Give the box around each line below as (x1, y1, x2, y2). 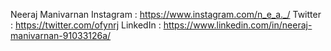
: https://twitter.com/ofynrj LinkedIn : (10, 19, 162, 31)
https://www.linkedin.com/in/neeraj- (163, 19, 313, 31)
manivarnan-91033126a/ (10, 30, 112, 41)
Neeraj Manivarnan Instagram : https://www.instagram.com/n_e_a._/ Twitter (10, 9, 322, 20)
